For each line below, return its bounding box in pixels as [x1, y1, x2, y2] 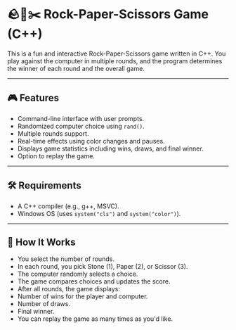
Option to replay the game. [17, 151, 95, 160]
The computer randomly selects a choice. [17, 269, 138, 279]
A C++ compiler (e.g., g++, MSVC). [17, 202, 119, 210]
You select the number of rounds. [17, 255, 114, 263]
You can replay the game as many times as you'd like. [17, 315, 173, 323]
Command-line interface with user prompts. [17, 114, 145, 122]
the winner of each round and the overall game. [7, 64, 145, 72]
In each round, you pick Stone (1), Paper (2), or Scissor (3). [17, 262, 188, 271]
